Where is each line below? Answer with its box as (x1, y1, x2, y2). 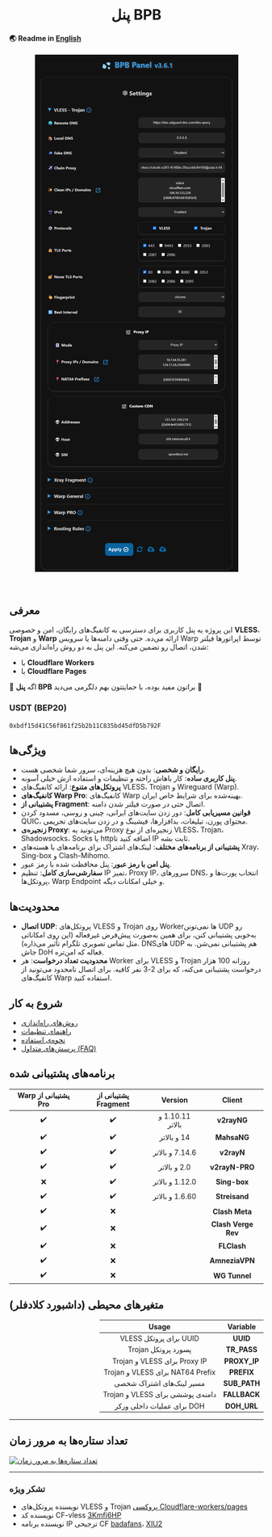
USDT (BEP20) (9, 702, 67, 714)
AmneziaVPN (209, 1256, 255, 1265)
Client (221, 1095, 243, 1105)
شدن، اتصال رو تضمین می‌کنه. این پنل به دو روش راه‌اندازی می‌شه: (9, 642, 209, 652)
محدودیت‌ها (9, 899, 60, 914)
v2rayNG (216, 1115, 249, 1125)
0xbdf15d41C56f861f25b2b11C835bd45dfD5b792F (9, 722, 161, 730)
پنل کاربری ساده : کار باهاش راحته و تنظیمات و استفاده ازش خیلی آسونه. (20, 773, 237, 783)
